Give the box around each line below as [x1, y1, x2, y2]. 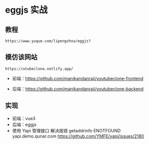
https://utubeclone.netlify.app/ [5, 66, 74, 71]
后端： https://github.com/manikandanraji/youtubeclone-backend [12, 86, 144, 92]
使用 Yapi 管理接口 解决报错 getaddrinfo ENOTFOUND [12, 127, 121, 133]
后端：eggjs [12, 122, 37, 127]
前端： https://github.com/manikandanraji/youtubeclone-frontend [12, 75, 144, 81]
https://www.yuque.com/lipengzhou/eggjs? [5, 39, 91, 43]
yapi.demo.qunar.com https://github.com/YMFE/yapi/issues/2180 [12, 133, 145, 139]
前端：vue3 [12, 115, 36, 121]
